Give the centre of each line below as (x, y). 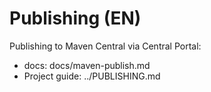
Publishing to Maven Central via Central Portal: (105, 46)
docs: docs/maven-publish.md (87, 65)
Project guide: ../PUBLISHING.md (92, 76)
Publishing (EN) (75, 18)
